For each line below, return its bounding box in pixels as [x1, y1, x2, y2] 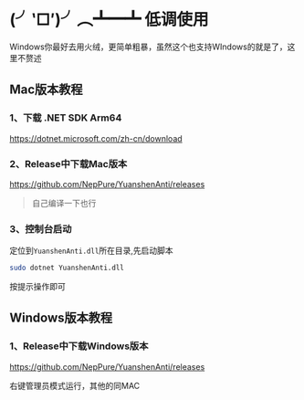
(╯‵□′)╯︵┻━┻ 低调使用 [9, 9, 209, 30]
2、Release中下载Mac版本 [9, 157, 128, 170]
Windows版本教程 [9, 311, 112, 326]
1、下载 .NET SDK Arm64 [9, 111, 122, 124]
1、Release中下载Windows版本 [9, 340, 149, 353]
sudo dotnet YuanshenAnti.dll [9, 263, 125, 273]
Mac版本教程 [9, 82, 84, 98]
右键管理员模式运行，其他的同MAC [9, 380, 141, 391]
